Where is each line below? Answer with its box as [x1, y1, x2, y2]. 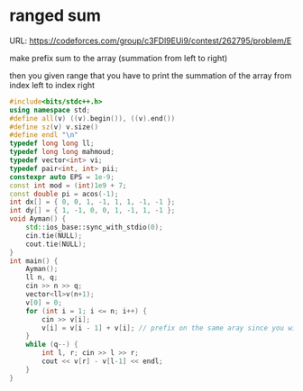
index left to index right [9, 79, 96, 90]
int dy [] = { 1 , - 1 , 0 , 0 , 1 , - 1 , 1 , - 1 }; [9, 206, 176, 215]
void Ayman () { [9, 214, 67, 223]
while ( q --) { [25, 340, 78, 350]
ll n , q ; [25, 273, 59, 282]
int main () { [9, 256, 59, 266]
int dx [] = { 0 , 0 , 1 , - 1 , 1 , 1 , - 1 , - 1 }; [9, 197, 176, 207]
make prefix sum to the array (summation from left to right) [9, 52, 228, 63]
